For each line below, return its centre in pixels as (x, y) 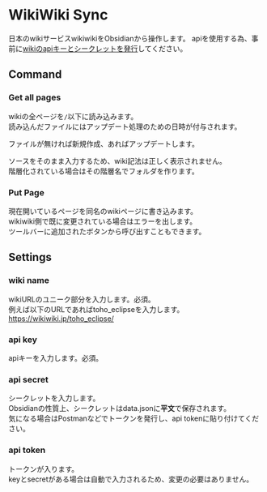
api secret (28, 379)
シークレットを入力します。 (54, 398)
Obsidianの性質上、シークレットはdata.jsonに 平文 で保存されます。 (120, 409)
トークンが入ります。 (44, 468)
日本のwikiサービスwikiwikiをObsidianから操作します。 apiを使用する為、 (130, 38)
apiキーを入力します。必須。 (56, 357)
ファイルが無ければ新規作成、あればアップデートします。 (104, 143)
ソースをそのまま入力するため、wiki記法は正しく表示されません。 (117, 160)
